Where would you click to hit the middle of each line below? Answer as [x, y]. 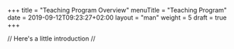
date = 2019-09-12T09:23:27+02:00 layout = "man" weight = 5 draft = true [117, 17]
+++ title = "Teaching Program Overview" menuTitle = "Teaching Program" [117, 10]
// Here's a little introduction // [52, 38]
